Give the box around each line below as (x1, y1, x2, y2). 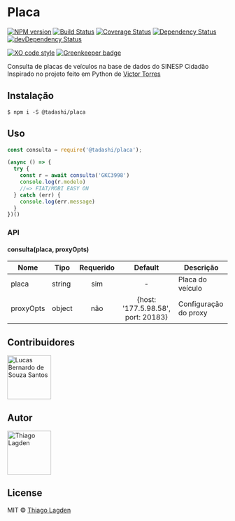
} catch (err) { (13, 191, 61, 199)
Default (134, 263, 159, 272)
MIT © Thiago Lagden (7, 506, 71, 514)
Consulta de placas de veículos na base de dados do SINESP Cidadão (7, 62, 209, 70)
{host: (136, 295, 156, 305)
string (52, 279, 71, 289)
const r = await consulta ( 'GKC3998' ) (20, 172, 130, 179)
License (7, 487, 43, 499)
